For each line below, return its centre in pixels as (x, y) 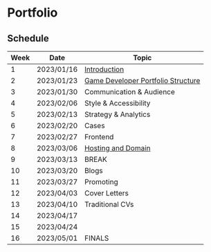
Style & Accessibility (117, 103)
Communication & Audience (129, 92)
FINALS (97, 238)
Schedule (28, 38)
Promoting (101, 182)
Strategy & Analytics (117, 114)
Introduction (104, 69)
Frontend (99, 137)
